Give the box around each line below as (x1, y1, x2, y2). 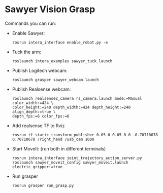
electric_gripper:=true (12, 164, 63, 169)
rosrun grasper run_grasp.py (12, 183, 74, 188)
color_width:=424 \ (12, 100, 54, 105)
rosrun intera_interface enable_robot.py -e (12, 40, 108, 45)
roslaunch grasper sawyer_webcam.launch (12, 77, 99, 82)
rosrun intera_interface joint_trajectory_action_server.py (12, 156, 142, 161)
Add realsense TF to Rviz (12, 123, 65, 129)
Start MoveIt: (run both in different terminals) (12, 145, 106, 151)
